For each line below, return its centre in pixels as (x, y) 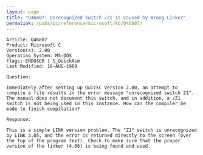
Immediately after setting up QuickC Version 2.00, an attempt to (92, 88)
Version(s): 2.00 (28, 50)
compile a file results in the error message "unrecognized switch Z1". (100, 93)
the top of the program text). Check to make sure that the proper (94, 141)
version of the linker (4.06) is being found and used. (78, 146)
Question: (19, 77)
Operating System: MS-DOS (39, 56)
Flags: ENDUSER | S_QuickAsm (43, 61)
